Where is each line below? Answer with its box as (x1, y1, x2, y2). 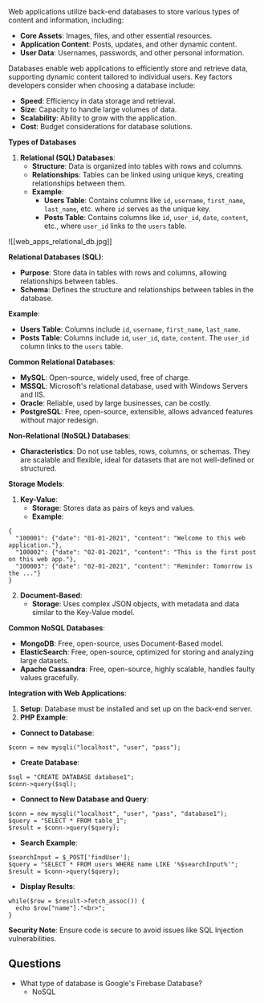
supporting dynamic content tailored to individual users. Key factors (8, 72, 233, 81)
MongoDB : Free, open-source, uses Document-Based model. (19, 638, 224, 648)
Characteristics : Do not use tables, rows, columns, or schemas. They (19, 446, 250, 456)
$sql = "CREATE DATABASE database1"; (8, 773, 135, 781)
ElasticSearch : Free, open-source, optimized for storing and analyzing (19, 647, 254, 657)
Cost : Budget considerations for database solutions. (19, 122, 193, 131)
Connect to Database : (19, 728, 95, 737)
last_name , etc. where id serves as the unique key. (43, 204, 211, 214)
